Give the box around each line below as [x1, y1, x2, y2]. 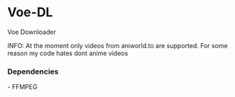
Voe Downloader [7, 28, 57, 36]
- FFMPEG [7, 83, 38, 91]
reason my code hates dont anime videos [7, 49, 129, 57]
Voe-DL [7, 4, 53, 21]
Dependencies [7, 67, 59, 76]
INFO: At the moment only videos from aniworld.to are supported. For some [7, 41, 229, 50]
